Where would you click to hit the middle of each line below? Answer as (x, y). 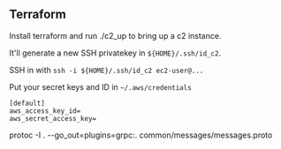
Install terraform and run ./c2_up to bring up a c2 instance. (115, 35)
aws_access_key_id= (45, 111)
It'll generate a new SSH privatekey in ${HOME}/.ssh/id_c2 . (115, 53)
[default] (27, 103)
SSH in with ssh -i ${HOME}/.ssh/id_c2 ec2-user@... (106, 70)
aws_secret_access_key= (53, 118)
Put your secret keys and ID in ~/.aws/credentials (100, 86)
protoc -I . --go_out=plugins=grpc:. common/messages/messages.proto (141, 135)
